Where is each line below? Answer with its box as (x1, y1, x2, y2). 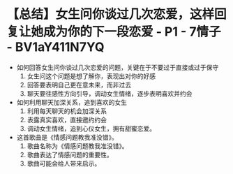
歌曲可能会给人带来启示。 (27, 159, 101, 168)
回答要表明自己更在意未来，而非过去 (27, 80, 132, 89)
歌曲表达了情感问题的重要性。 (27, 150, 113, 159)
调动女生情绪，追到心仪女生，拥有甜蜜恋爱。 (27, 124, 156, 133)
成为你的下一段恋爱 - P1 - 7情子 (43, 24, 221, 40)
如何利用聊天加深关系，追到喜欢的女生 (16, 98, 127, 106)
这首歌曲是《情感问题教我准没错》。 (16, 133, 118, 141)
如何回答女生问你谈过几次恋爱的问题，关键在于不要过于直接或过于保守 (16, 63, 219, 71)
